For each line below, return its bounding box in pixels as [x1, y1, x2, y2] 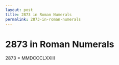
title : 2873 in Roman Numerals [5, 12, 72, 17]
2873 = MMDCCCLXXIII [5, 55, 55, 61]
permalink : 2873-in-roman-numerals [5, 17, 81, 22]
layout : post [5, 7, 33, 13]
